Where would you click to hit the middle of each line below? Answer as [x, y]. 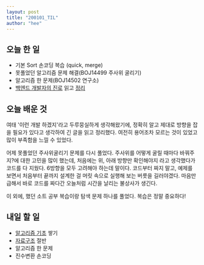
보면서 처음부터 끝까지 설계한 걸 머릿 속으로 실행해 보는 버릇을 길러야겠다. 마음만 [101, 176]
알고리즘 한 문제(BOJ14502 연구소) [57, 80]
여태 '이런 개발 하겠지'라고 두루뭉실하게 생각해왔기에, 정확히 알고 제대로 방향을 [99, 125]
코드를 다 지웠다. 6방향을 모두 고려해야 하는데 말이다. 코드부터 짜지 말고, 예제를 [100, 168]
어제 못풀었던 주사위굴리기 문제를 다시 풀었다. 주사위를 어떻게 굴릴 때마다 [92, 153]
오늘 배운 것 [27, 109]
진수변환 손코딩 [33, 255]
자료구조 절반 [31, 240]
